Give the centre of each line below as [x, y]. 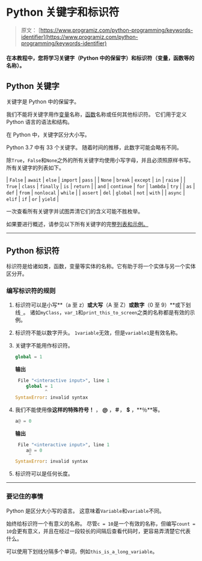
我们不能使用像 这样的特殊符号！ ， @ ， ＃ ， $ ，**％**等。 [89, 409]
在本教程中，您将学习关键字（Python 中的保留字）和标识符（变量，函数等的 [100, 58]
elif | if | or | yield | [32, 199]
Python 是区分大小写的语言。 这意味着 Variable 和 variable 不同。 [85, 510]
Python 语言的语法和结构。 [40, 122]
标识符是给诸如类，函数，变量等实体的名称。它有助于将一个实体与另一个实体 [101, 266]
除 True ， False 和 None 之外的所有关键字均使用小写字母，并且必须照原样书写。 [100, 161]
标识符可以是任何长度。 [44, 474]
